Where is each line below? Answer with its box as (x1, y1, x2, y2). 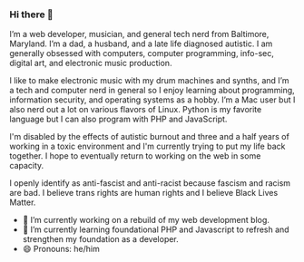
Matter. (9, 197, 36, 208)
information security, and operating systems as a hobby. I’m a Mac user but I (9, 94, 296, 105)
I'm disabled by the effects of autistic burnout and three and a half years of (9, 131, 290, 142)
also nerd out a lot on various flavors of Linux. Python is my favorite (9, 104, 262, 115)
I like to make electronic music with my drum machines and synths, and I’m (9, 75, 289, 86)
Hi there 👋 (9, 8, 54, 21)
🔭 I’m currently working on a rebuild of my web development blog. (22, 215, 270, 226)
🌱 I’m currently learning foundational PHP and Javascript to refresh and (22, 224, 289, 235)
